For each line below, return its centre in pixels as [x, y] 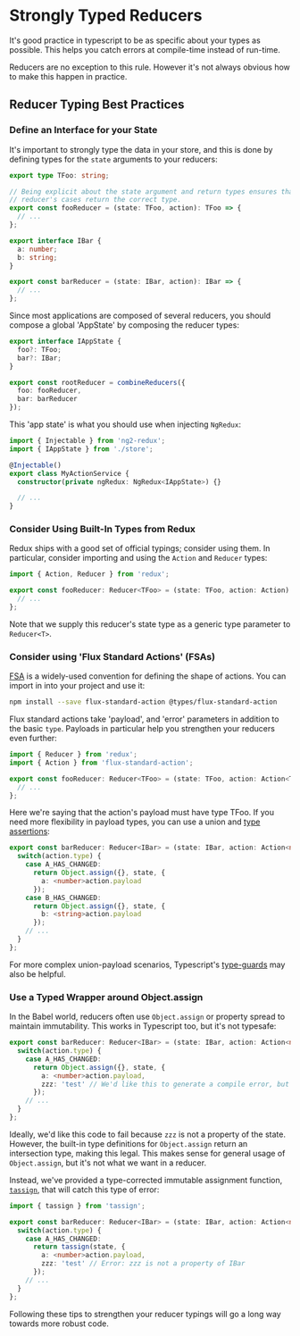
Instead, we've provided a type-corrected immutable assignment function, [146, 1180]
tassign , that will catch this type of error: [84, 1190]
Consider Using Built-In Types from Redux [103, 530]
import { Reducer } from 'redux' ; [74, 755]
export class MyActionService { [69, 473]
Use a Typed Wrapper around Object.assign [106, 997]
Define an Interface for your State [83, 130]
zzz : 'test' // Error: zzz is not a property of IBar [143, 1264]
